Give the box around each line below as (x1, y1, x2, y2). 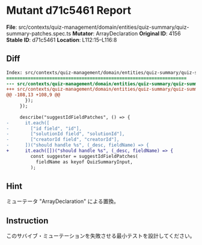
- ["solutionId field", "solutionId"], (6, 131, 125, 137)
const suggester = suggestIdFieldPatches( (30, 153, 138, 159)
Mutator (72, 29, 93, 37)
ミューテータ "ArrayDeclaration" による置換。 (6, 198, 119, 205)
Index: (6, 70, 23, 76)
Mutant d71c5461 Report (6, 4, 131, 17)
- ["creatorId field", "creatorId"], (6, 136, 120, 143)
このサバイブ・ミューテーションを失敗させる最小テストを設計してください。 (6, 232, 195, 240)
